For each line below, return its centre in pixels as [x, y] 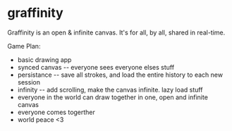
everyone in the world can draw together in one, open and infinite [112, 97]
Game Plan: [24, 46]
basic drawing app [44, 60]
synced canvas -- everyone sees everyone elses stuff [96, 67]
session [29, 82]
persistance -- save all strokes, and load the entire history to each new [120, 75]
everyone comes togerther [56, 112]
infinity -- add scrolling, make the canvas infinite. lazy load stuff [110, 89]
